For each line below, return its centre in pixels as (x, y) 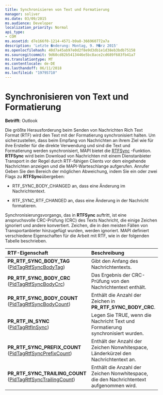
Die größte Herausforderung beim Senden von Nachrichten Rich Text (74, 130)
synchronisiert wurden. (118, 333)
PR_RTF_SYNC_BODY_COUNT (43, 298)
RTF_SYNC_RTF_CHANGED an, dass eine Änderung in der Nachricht (80, 200)
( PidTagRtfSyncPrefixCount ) (40, 353)
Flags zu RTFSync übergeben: (35, 176)
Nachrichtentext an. (114, 359)
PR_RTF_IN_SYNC (29, 321)
